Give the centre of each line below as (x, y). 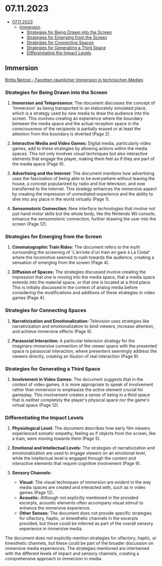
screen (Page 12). (29, 224)
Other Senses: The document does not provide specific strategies (85, 513)
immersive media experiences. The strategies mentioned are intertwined (77, 549)
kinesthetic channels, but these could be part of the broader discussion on (79, 543)
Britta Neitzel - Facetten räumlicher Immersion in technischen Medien (74, 80)
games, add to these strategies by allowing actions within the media (80, 149)
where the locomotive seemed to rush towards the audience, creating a (83, 257)
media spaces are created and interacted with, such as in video (82, 487)
